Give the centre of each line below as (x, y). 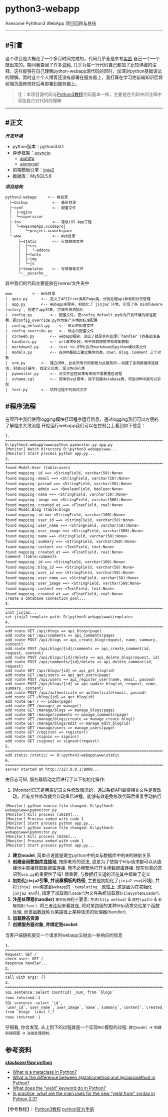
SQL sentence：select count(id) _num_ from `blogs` (60, 993)
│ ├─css (27, 246)
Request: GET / (21, 955)
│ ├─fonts (30, 254)
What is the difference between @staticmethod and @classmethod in (84, 1078)
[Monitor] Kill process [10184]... (42, 815)
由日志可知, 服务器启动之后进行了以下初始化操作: (55, 779)
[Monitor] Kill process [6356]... (41, 837)
